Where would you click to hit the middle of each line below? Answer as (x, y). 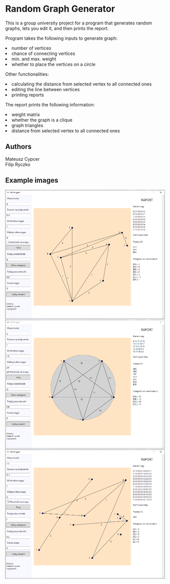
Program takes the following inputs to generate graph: (61, 38)
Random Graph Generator (60, 9)
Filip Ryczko (18, 164)
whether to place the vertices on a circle (54, 64)
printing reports (28, 95)
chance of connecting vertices (44, 53)
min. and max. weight (34, 59)
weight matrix (26, 114)
